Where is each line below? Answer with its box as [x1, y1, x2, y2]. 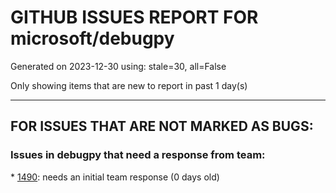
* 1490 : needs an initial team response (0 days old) [10, 171, 220, 183]
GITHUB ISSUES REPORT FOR [10, 6, 259, 29]
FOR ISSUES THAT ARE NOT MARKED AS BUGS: [10, 118, 314, 135]
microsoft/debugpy [10, 27, 175, 50]
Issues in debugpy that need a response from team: [10, 148, 266, 162]
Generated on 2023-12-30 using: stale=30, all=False [10, 60, 227, 72]
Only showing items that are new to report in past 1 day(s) [10, 79, 248, 91]
